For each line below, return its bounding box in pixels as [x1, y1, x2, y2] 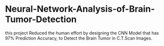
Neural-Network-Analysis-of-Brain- [5, 3, 155, 15]
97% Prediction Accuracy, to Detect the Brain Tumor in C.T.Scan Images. [5, 35, 153, 41]
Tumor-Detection [5, 14, 77, 25]
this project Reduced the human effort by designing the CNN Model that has [5, 30, 159, 36]
